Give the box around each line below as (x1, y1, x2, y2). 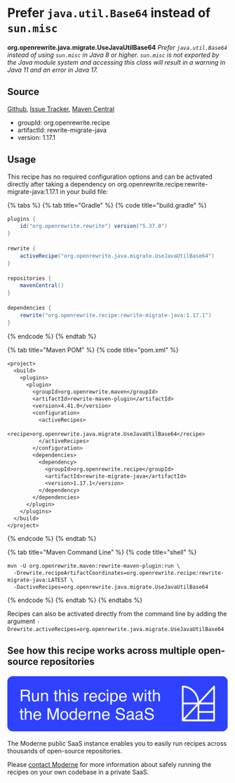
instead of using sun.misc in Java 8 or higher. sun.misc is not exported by (7, 51, 220, 59)
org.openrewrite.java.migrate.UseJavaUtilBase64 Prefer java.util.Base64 (7, 43, 228, 51)
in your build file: (59, 187, 109, 196)
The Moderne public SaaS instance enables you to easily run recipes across (7, 739, 227, 747)
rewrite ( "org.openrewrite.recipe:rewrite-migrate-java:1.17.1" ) (20, 312, 212, 319)
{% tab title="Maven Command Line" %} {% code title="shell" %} (7, 547, 197, 556)
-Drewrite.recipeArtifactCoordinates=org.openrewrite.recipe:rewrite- (13, 569, 224, 576)
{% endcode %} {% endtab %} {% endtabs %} (7, 596, 142, 604)
